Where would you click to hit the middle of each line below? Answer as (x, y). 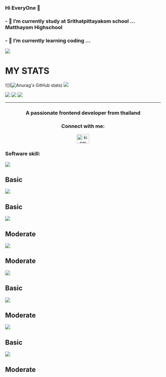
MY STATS (27, 71)
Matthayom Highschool (34, 27)
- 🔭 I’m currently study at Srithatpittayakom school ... (70, 21)
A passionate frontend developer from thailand (83, 113)
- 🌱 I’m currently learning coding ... (48, 41)
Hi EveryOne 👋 (23, 8)
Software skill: (23, 154)
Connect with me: (83, 126)
